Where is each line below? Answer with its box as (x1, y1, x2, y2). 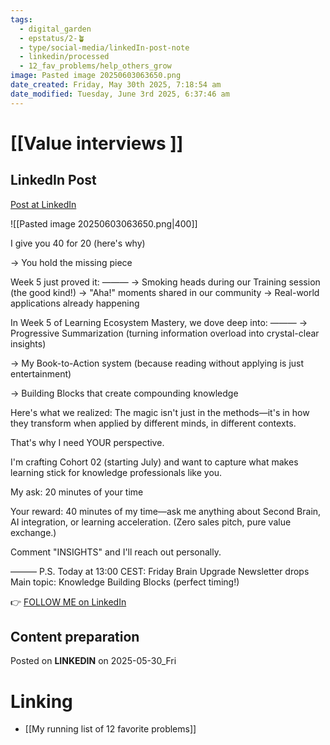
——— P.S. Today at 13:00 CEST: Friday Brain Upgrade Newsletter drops (10, 565, 310, 577)
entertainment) (10, 367, 72, 380)
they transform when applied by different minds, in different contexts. (10, 417, 297, 429)
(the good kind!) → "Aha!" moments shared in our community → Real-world (10, 286, 320, 298)
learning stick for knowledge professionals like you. (10, 466, 223, 478)
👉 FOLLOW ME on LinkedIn (10, 596, 127, 608)
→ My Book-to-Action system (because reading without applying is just (10, 357, 305, 369)
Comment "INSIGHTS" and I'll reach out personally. (10, 546, 222, 558)
